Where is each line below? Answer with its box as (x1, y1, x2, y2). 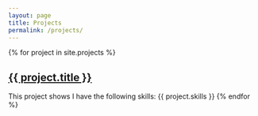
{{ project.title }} (8, 70, 93, 84)
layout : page (8, 11, 52, 20)
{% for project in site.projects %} (8, 48, 117, 58)
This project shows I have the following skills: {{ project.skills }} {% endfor (8, 92, 250, 101)
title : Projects (8, 19, 62, 27)
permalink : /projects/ (8, 26, 83, 34)
